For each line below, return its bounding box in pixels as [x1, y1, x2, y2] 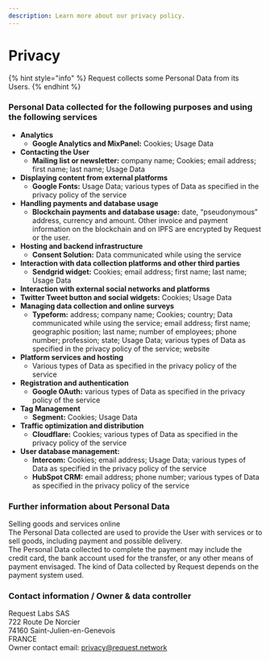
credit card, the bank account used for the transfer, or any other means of [8, 553, 254, 563]
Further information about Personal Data [8, 501, 171, 512]
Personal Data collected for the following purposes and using [8, 101, 253, 113]
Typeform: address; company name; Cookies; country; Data [31, 309, 234, 319]
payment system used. [8, 571, 85, 580]
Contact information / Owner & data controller [8, 591, 192, 602]
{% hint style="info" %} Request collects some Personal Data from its [8, 73, 239, 83]
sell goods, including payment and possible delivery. [8, 536, 183, 546]
